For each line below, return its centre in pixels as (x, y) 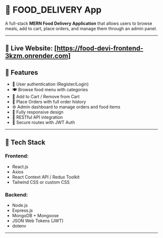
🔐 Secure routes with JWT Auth (43, 122)
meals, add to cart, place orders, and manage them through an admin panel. (81, 28)
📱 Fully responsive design (38, 112)
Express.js (22, 210)
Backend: (16, 195)
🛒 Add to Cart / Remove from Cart (46, 97)
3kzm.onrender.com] (38, 56)
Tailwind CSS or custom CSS (41, 182)
